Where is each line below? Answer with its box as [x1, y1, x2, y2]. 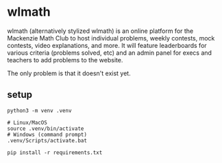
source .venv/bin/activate [7, 125, 84, 132]
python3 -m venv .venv [7, 107, 72, 114]
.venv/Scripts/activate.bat [7, 137, 88, 144]
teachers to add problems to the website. [7, 55, 123, 64]
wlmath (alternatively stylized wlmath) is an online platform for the [7, 27, 194, 35]
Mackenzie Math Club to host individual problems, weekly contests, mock [7, 34, 215, 42]
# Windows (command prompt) [7, 131, 88, 138]
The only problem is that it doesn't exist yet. [7, 69, 132, 77]
